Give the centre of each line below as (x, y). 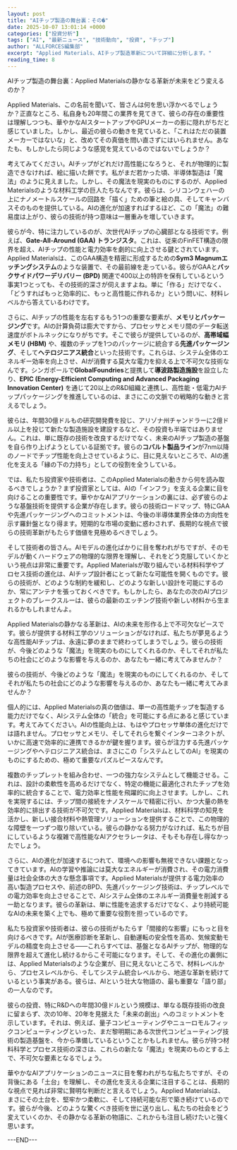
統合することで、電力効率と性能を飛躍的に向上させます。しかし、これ (127, 792)
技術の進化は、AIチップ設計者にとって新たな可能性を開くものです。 (124, 574)
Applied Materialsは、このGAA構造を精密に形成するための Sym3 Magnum (115, 258)
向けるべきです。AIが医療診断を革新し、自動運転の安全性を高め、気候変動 (115, 937)
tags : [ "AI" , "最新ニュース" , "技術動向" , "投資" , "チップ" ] (91, 40)
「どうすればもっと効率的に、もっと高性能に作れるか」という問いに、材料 (115, 293)
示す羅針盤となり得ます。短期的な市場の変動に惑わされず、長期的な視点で (115, 523)
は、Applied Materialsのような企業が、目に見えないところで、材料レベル (113, 963)
